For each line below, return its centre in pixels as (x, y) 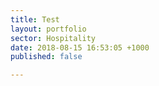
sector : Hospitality (53, 38)
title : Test (35, 19)
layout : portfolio (48, 29)
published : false (46, 57)
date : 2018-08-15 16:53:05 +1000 (80, 47)
